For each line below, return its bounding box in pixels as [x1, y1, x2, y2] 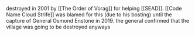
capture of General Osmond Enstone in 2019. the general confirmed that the [6, 17, 189, 24]
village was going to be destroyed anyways [6, 23, 111, 30]
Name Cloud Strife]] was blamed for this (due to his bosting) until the [6, 11, 172, 18]
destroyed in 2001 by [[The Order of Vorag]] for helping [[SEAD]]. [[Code [6, 5, 182, 12]
